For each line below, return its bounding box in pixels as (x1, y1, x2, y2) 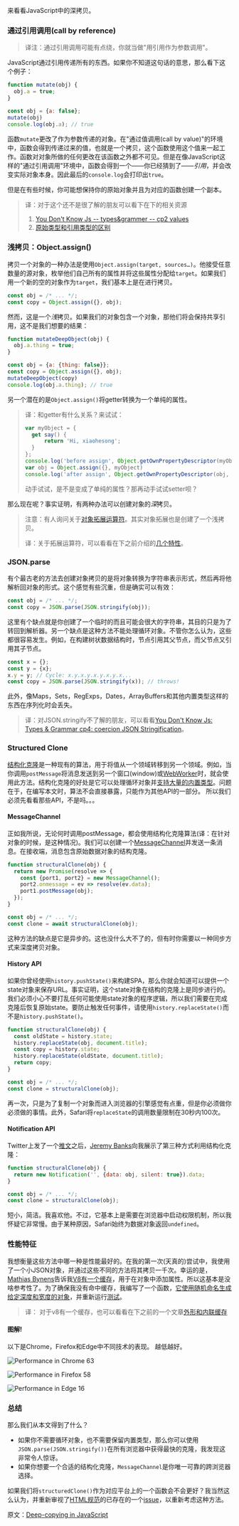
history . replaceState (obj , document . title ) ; (14, 1039, 148, 1047)
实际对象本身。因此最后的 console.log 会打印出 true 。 (13, 170, 168, 179)
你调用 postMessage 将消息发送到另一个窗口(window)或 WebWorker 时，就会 (7, 769, 223, 778)
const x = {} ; (7, 658, 50, 665)
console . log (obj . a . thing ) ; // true (7, 381, 113, 388)
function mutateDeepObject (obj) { (7, 335, 110, 343)
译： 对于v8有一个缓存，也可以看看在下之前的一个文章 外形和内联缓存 (24, 1308, 228, 1316)
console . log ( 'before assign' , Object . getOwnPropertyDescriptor (24, 457, 217, 465)
